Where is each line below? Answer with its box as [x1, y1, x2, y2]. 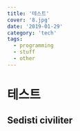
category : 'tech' [7, 29, 57, 37]
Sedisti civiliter [7, 114, 73, 126]
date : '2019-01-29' [7, 23, 63, 30]
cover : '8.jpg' [7, 17, 51, 23]
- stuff [13, 49, 36, 56]
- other [13, 55, 36, 62]
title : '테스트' [7, 10, 50, 17]
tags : [7, 36, 23, 43]
